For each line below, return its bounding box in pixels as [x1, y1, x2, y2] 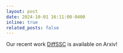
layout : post [6, 8, 38, 15]
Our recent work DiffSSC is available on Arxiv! [6, 41, 118, 48]
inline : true [6, 19, 38, 25]
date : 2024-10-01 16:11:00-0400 [6, 14, 85, 20]
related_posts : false [6, 24, 59, 31]
